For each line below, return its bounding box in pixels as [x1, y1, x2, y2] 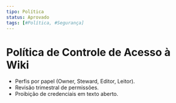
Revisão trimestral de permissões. [14, 84, 99, 91]
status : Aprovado [6, 14, 50, 20]
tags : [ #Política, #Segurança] [6, 20, 84, 26]
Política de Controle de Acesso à [6, 45, 171, 59]
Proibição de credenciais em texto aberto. [14, 90, 119, 98]
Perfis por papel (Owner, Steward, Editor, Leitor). [14, 78, 135, 85]
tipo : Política [6, 8, 44, 15]
